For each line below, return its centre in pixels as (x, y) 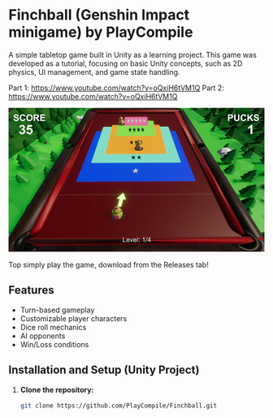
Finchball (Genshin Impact (99, 15)
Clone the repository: (57, 390)
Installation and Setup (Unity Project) (104, 370)
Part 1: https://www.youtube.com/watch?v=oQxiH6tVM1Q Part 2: (117, 88)
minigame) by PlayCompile (101, 32)
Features (31, 290)
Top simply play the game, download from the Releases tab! (108, 265)
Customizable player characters (74, 318)
